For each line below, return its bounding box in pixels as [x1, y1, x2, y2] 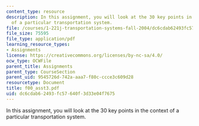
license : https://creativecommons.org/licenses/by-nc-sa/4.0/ [6, 52, 163, 58]
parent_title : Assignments [6, 63, 73, 69]
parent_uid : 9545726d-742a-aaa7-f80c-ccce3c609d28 [6, 74, 134, 80]
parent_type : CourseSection [6, 69, 76, 75]
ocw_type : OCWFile [6, 58, 52, 64]
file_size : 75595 [6, 31, 49, 37]
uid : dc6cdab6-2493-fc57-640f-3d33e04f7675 [6, 91, 115, 97]
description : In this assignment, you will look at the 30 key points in [6, 14, 192, 20]
